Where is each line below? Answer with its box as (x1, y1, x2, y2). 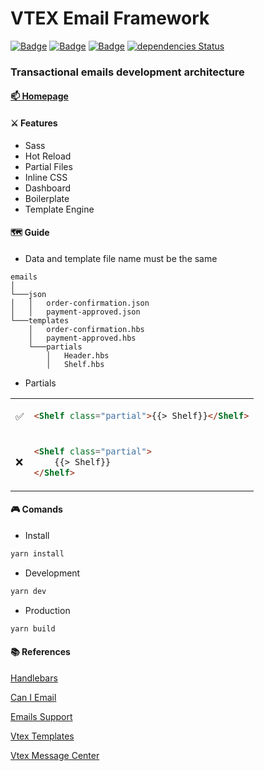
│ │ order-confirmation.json (10, 298, 150, 308)
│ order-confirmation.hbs (28, 324, 145, 334)
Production (24, 604, 71, 616)
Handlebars (10, 672, 58, 684)
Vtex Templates (10, 730, 75, 742)
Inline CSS (24, 171, 68, 183)
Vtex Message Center (10, 749, 100, 761)
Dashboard (24, 182, 72, 194)
